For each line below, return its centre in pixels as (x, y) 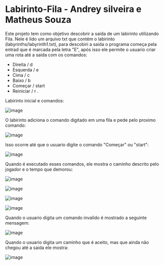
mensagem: (17, 223)
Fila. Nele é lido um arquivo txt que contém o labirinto (60, 39)
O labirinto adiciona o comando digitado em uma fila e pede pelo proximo (81, 120)
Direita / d (22, 64)
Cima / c (21, 75)
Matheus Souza (38, 20)
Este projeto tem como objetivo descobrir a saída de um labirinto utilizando (82, 33)
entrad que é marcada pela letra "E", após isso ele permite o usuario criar (81, 49)
